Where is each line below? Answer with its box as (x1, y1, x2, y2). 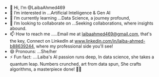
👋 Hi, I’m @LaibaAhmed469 (9, 5, 65, 10)
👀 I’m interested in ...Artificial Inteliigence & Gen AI (9, 10, 111, 16)
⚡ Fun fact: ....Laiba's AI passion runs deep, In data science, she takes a (9, 54, 155, 60)
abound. (9, 26, 27, 31)
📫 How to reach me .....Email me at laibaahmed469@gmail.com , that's (9, 31, 152, 37)
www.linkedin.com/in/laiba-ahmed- (74, 38, 145, 44)
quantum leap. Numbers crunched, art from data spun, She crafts (9, 61, 141, 67)
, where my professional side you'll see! (33, 43, 113, 49)
